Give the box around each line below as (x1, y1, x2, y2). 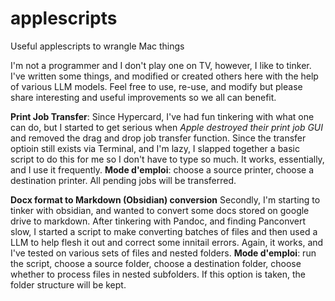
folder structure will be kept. (10, 278, 127, 291)
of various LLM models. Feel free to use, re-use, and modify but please (10, 80, 303, 92)
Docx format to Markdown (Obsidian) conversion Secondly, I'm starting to (10, 193, 321, 206)
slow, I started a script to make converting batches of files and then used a (10, 225, 318, 237)
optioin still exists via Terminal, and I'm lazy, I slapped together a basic (10, 142, 300, 154)
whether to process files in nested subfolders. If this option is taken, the (10, 268, 306, 280)
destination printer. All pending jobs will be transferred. (10, 174, 237, 186)
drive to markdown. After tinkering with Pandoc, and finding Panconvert (10, 215, 307, 227)
